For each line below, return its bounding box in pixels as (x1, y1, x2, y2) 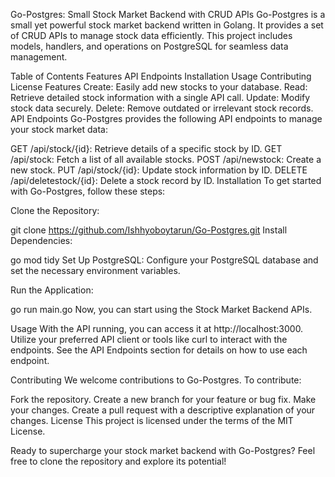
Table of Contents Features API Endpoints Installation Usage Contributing (10, 70, 312, 82)
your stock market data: (10, 124, 108, 135)
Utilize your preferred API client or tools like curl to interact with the (10, 334, 288, 345)
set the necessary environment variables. (10, 265, 181, 276)
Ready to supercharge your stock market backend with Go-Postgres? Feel (10, 445, 316, 456)
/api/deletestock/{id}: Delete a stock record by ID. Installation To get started (10, 175, 322, 186)
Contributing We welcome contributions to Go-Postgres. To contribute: (10, 374, 302, 386)
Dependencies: (10, 235, 73, 246)
